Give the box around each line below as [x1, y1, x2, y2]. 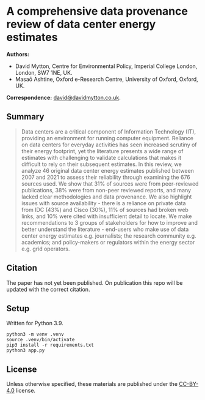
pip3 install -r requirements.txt [6, 342, 95, 349]
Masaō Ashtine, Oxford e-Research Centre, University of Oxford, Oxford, [15, 75, 198, 83]
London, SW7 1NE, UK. [15, 69, 73, 76]
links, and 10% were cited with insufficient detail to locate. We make [21, 213, 192, 220]
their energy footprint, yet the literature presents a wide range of [21, 147, 184, 154]
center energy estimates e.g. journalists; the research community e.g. [21, 232, 196, 240]
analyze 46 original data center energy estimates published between [21, 167, 194, 174]
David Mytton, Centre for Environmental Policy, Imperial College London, [15, 62, 198, 70]
